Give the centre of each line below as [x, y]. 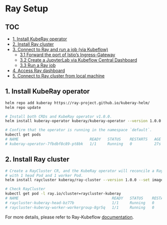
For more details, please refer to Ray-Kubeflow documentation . [70, 217]
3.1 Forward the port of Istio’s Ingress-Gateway [67, 55]
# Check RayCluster [25, 189]
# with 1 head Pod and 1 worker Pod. [44, 175]
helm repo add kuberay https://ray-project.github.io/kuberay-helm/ [78, 103]
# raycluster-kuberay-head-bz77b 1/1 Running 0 [80, 203]
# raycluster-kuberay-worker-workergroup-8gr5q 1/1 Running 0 [80, 207]
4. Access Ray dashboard [39, 71]
